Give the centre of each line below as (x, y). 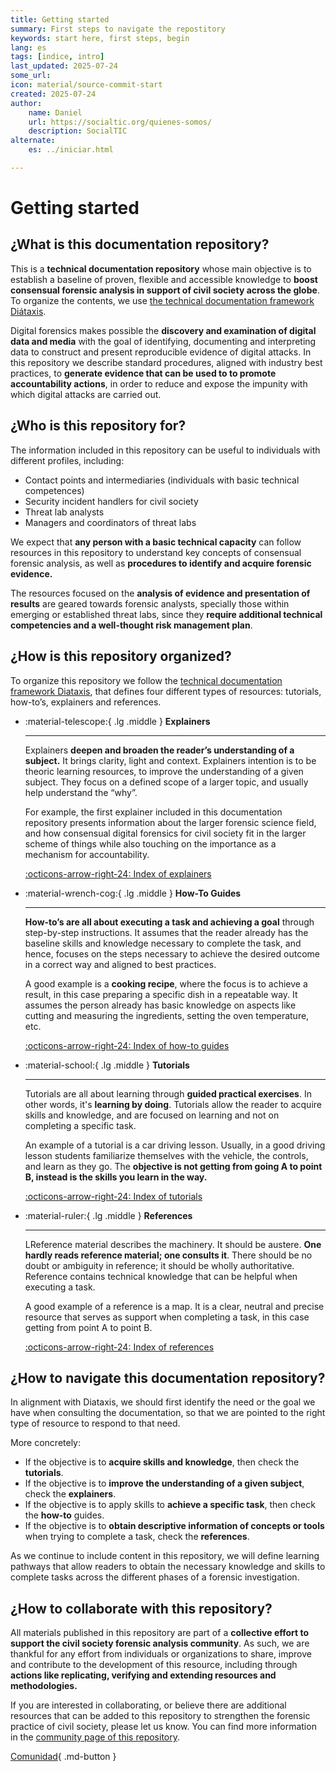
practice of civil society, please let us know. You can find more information (163, 1727)
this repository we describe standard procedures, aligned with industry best (166, 362)
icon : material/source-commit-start (86, 85)
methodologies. (44, 1686)
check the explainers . (70, 1494)
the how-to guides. (64, 1515)
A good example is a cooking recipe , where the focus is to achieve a (166, 983)
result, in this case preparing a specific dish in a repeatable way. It (161, 994)
